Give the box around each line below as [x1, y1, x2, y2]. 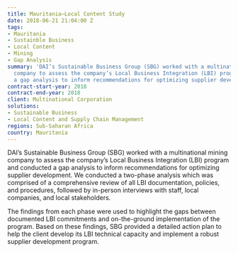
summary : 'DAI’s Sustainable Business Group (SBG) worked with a [7, 63, 204, 70]
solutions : [7, 103, 40, 110]
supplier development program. [7, 237, 99, 246]
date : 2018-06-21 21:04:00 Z [7, 17, 93, 24]
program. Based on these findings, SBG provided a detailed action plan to [7, 223, 222, 231]
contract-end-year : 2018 [7, 89, 81, 96]
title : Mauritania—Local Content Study [7, 10, 125, 18]
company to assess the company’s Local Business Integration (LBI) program [7, 156, 229, 164]
